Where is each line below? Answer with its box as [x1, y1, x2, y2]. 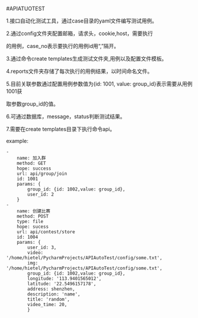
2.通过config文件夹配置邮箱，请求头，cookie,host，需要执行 [6, 30, 154, 37]
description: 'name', [27, 291, 81, 297]
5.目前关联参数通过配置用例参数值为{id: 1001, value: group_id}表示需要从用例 [6, 80, 193, 87]
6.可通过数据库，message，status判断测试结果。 [6, 113, 126, 120]
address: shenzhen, [27, 286, 76, 292]
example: [6, 138, 28, 144]
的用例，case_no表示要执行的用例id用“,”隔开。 [6, 43, 119, 49]
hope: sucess [17, 224, 49, 230]
